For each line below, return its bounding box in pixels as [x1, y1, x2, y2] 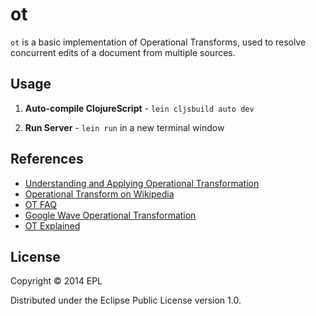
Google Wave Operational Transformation [24, 209, 197, 221]
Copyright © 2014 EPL [10, 275, 103, 287]
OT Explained [24, 219, 81, 232]
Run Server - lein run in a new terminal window [24, 121, 225, 133]
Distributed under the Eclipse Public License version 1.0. [10, 294, 242, 307]
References [10, 151, 84, 168]
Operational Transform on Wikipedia [24, 188, 175, 200]
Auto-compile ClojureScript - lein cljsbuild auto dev [24, 102, 255, 114]
